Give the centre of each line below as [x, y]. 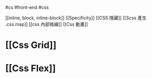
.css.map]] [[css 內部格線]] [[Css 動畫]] [47, 24]
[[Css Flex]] [31, 69]
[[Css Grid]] [31, 45]
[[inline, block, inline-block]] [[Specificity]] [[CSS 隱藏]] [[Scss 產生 [76, 18]
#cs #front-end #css [27, 7]
